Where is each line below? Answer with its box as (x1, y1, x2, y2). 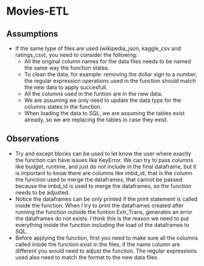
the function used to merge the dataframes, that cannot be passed (15, 176, 183, 183)
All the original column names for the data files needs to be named (24, 58, 191, 65)
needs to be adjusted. (15, 189, 70, 196)
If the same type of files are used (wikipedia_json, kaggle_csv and (15, 45, 181, 52)
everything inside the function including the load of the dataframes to (15, 221, 190, 228)
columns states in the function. (24, 103, 102, 110)
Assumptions (6, 29, 58, 39)
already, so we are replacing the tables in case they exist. (24, 116, 169, 123)
